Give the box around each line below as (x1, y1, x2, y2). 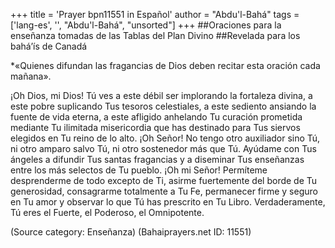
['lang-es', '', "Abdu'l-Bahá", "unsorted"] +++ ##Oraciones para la (10, 19, 282, 31)
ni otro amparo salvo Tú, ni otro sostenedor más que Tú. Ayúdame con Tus (10, 143, 317, 154)
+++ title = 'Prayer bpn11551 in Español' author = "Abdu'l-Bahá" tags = (10, 9, 300, 20)
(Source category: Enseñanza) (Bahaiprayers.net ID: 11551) (10, 226, 252, 238)
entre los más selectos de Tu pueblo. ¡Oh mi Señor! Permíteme (10, 164, 268, 176)
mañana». (10, 70, 52, 82)
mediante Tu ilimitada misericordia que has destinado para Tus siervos (10, 122, 301, 133)
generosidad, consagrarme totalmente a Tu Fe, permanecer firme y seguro (10, 185, 318, 197)
